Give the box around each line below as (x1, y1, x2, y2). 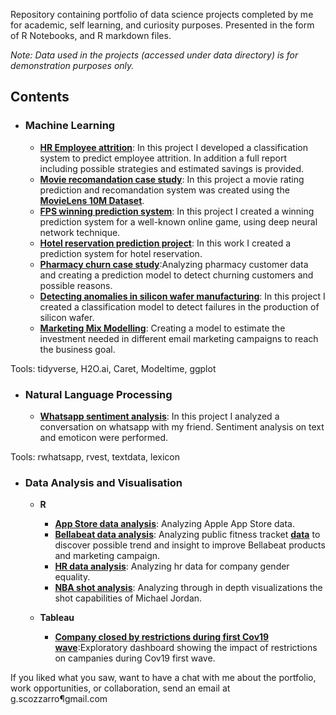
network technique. (39, 226, 121, 238)
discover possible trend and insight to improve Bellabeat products (54, 539, 326, 551)
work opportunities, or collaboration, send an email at (10, 682, 231, 694)
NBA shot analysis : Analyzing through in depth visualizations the (54, 582, 323, 594)
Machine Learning (24, 119, 116, 133)
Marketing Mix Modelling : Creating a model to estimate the (39, 322, 286, 334)
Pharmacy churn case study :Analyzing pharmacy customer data (39, 258, 309, 270)
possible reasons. (39, 279, 113, 291)
